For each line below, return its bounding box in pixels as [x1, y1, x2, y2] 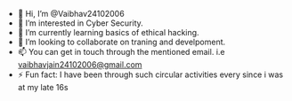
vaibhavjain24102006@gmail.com [17, 59, 142, 70]
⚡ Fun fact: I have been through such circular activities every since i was [17, 69, 284, 80]
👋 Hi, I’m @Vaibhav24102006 [17, 9, 125, 19]
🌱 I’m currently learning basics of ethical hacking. [17, 27, 199, 37]
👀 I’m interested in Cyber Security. [17, 18, 144, 28]
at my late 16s [17, 82, 69, 92]
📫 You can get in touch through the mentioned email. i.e [17, 47, 225, 57]
